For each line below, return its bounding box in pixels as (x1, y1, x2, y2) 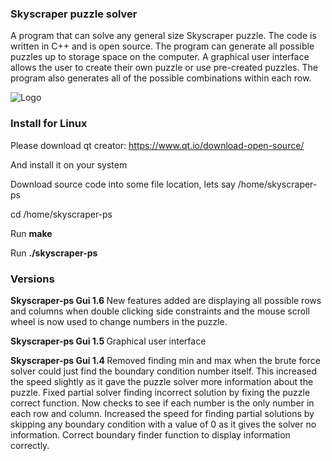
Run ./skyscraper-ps (10, 247, 98, 259)
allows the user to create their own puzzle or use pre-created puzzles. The (10, 62, 318, 74)
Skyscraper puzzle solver (10, 7, 138, 21)
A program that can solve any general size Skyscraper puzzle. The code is (10, 30, 317, 42)
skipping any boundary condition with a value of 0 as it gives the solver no (10, 418, 317, 430)
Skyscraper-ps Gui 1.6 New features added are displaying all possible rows (10, 294, 322, 306)
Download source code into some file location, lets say (10, 178, 236, 190)
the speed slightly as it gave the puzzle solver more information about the (10, 375, 314, 387)
